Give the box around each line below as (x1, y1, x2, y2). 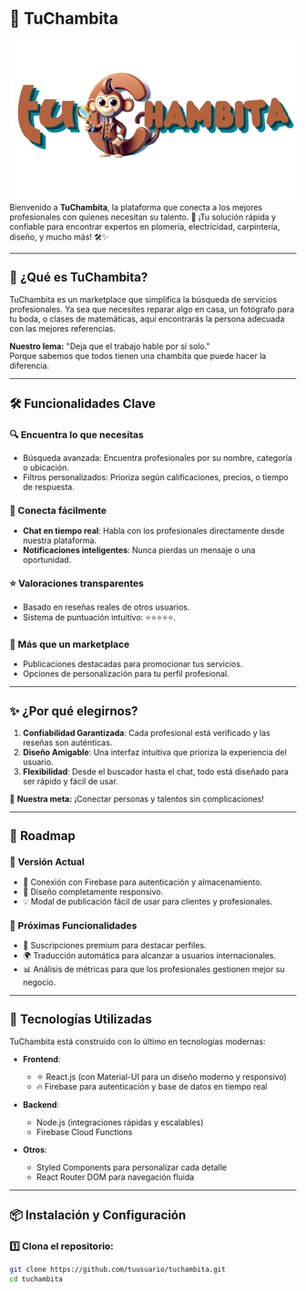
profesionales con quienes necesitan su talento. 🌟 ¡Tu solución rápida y (9, 211, 276, 222)
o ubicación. (22, 462, 70, 473)
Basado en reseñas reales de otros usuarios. (22, 601, 190, 612)
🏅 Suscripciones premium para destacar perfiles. (22, 939, 207, 950)
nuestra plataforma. (22, 535, 97, 546)
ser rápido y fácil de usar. (22, 775, 118, 786)
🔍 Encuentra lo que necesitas (9, 428, 144, 441)
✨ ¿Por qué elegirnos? (9, 703, 138, 719)
